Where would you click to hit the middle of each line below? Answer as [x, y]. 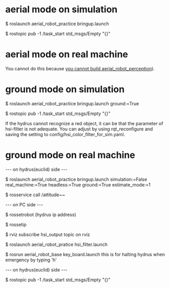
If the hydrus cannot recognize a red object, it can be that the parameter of [84, 123]
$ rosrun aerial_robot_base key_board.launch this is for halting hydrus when [85, 254]
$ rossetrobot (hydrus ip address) [41, 215]
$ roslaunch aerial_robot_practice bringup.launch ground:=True [72, 103]
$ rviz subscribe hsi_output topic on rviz [48, 234]
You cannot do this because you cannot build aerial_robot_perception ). [80, 68]
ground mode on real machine [70, 155]
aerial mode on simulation [61, 9]
